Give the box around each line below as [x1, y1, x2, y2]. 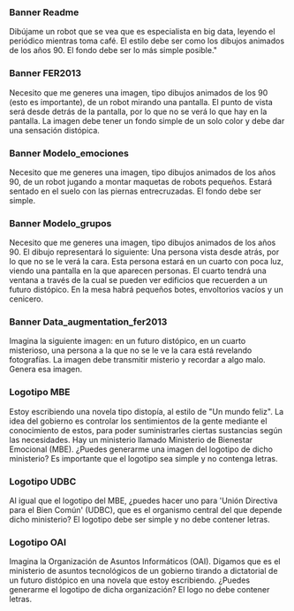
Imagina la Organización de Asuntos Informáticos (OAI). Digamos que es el [9, 556, 281, 567]
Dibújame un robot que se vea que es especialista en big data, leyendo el [9, 27, 275, 37]
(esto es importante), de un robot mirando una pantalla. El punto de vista [9, 96, 274, 107]
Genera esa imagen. [9, 364, 83, 375]
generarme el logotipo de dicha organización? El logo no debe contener [9, 584, 270, 595]
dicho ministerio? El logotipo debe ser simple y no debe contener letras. [9, 515, 271, 525]
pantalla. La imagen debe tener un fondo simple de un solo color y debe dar [9, 115, 285, 126]
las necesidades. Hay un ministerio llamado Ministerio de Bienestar [9, 434, 253, 445]
